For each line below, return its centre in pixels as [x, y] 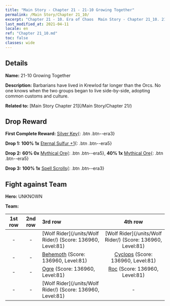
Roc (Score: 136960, [133, 269]
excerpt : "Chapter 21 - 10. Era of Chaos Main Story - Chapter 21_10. [82, 19]
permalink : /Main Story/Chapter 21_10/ [47, 15]
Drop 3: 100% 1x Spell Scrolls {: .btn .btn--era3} [55, 168]
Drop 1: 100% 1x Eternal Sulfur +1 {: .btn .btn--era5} [59, 143]
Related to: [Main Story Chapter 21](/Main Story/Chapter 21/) [69, 106]
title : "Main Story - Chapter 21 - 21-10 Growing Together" [70, 10]
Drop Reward [26, 121]
